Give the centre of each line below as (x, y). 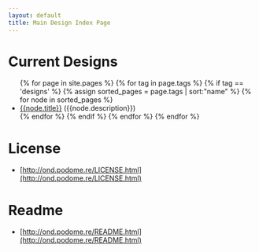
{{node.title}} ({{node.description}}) (78, 108)
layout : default (35, 15)
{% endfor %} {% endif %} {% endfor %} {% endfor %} (109, 117)
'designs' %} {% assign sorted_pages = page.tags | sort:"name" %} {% (135, 92)
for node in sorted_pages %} (66, 100)
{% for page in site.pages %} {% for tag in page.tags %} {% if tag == (131, 83)
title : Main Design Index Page (59, 23)
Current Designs (63, 62)
